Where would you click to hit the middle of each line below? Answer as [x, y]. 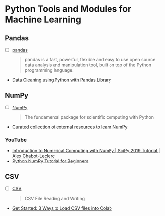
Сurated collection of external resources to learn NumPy [70, 127]
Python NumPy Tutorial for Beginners [50, 161]
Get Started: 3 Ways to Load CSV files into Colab [62, 208]
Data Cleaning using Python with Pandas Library [62, 80]
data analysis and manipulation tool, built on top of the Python [88, 65]
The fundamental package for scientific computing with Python [89, 117]
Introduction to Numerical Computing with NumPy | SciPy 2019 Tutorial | [86, 151]
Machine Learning [43, 20]
